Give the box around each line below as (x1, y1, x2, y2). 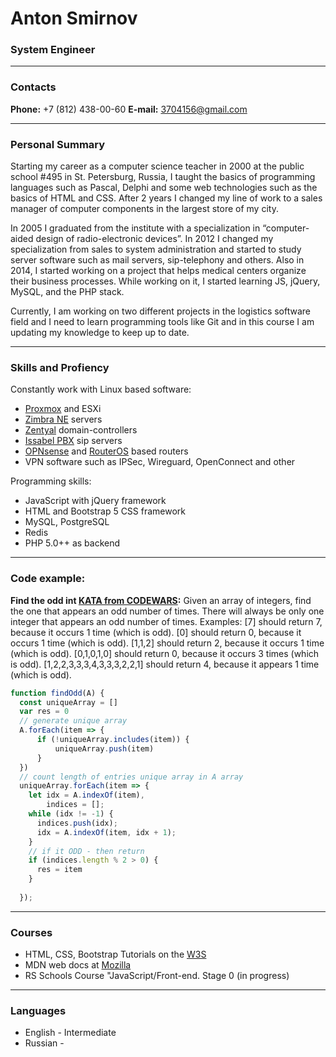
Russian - (24, 1037, 65, 1049)
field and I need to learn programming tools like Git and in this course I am (10, 316, 315, 328)
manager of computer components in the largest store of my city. (10, 203, 279, 215)
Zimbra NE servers (24, 413, 103, 426)
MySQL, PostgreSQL (24, 516, 110, 528)
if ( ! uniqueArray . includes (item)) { (36, 735, 190, 745)
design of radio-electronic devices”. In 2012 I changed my (35, 233, 274, 245)
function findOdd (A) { (10, 688, 105, 698)
